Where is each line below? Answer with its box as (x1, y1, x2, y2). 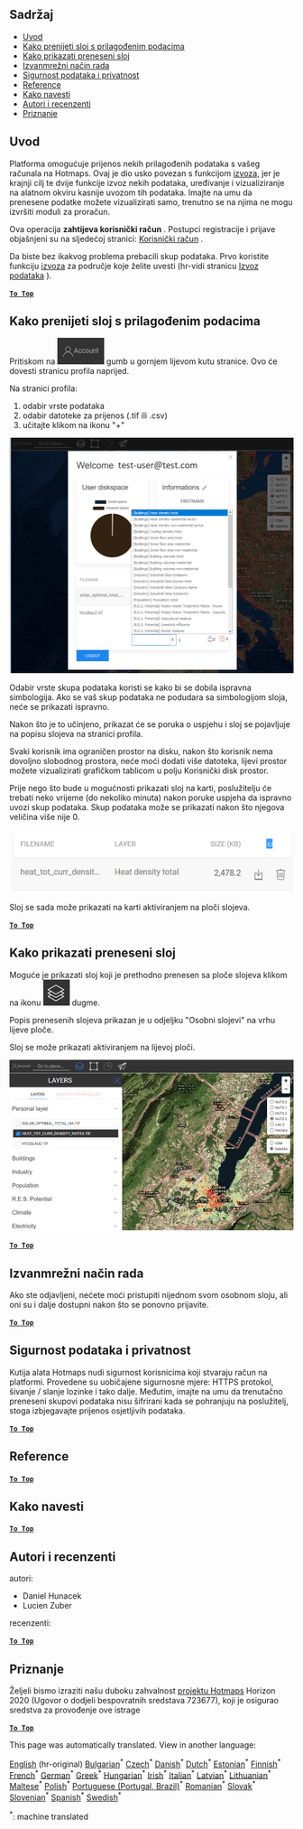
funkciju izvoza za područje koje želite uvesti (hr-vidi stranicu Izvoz (9, 260, 259, 271)
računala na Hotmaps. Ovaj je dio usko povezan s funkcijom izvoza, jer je (9, 167, 280, 179)
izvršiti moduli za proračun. (9, 206, 111, 217)
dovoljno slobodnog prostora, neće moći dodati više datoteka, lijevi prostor (9, 755, 288, 766)
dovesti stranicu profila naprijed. (9, 366, 130, 377)
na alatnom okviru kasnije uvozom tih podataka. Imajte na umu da (9, 187, 252, 198)
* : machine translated (9, 1809, 88, 1822)
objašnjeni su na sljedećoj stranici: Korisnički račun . (9, 233, 204, 244)
